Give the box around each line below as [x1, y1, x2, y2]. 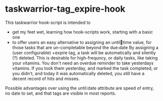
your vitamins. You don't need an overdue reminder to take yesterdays [12, 60, 154, 66]
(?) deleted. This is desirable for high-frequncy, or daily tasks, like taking [12, 55, 158, 61]
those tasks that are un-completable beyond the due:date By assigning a [12, 44, 159, 50]
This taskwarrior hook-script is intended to [5, 20, 91, 25]
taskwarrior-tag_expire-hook [5, 3, 125, 15]
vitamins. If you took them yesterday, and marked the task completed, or [12, 65, 158, 71]
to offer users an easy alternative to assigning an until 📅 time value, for [12, 39, 152, 45]
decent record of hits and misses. [12, 76, 80, 81]
